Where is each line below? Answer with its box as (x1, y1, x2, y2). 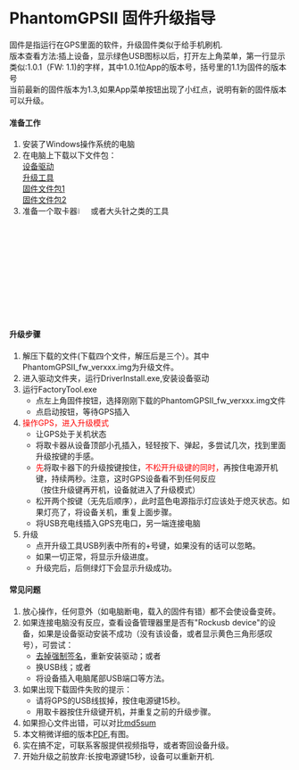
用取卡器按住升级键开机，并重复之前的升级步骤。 (35, 706, 216, 716)
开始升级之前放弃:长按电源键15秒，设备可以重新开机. (21, 750, 215, 761)
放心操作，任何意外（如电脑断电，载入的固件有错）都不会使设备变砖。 (21, 606, 281, 617)
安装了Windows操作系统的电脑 (21, 139, 136, 150)
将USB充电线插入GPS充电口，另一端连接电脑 (35, 517, 201, 528)
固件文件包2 (21, 195, 67, 205)
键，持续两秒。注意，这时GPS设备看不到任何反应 (35, 473, 216, 484)
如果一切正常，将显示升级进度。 (35, 551, 154, 562)
